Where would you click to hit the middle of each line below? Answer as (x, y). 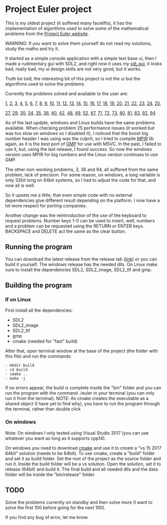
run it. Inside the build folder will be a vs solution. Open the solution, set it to (83, 464)
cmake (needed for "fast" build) (45, 341)
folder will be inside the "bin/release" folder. (50, 474)
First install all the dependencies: (39, 310)
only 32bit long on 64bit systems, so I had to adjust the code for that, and (81, 180)
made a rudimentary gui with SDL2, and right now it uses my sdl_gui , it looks (83, 63)
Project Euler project (48, 9)
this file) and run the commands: (38, 356)
